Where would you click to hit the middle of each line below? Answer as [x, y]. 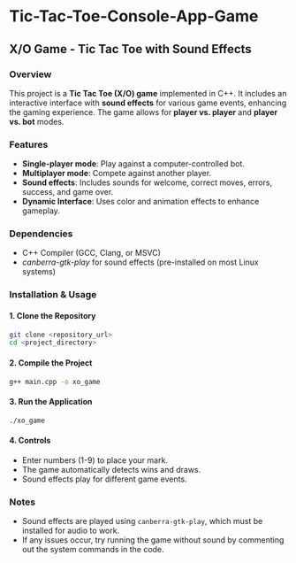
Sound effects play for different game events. [104, 479]
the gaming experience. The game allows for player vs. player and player [144, 112]
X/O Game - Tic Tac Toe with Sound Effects [130, 49]
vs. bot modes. [37, 121]
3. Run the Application [51, 402]
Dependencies [41, 234]
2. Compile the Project [51, 362]
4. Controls [30, 441]
